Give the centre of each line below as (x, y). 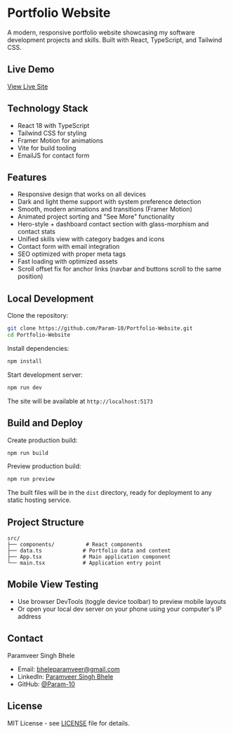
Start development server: (45, 375)
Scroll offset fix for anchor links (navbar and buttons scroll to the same (119, 269)
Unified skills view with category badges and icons (91, 239)
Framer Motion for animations (60, 140)
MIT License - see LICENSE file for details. (68, 723)
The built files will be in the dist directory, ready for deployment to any (109, 493)
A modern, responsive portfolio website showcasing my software (101, 32)
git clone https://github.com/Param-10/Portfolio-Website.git (100, 328)
